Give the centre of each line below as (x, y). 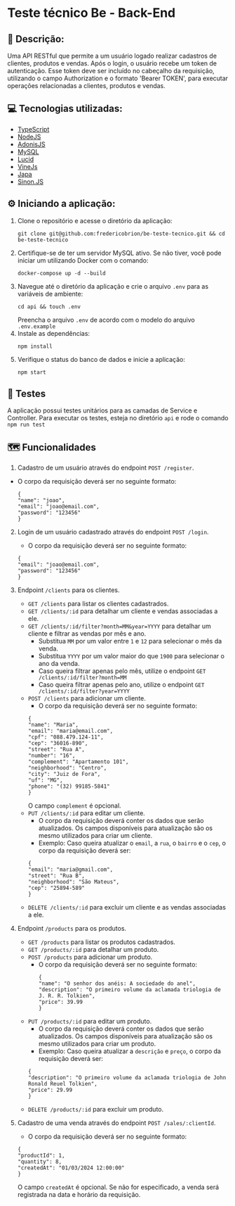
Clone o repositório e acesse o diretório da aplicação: (95, 220)
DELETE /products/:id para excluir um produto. (96, 1110)
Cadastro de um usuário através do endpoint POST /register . (106, 468)
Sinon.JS (31, 182)
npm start (32, 372)
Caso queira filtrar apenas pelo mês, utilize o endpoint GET (122, 671)
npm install (35, 346)
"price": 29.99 (50, 1090)
